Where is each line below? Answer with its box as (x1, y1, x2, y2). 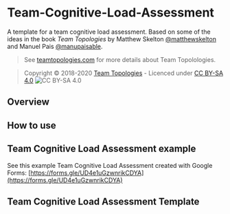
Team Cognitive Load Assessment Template (7, 195, 200, 207)
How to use (7, 119, 56, 131)
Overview (7, 96, 50, 108)
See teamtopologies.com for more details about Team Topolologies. (23, 55, 216, 63)
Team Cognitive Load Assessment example (7, 143, 196, 155)
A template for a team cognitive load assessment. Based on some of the (7, 28, 211, 36)
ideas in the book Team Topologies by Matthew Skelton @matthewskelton (7, 34, 216, 43)
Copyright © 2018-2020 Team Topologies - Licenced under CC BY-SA (23, 69, 224, 77)
